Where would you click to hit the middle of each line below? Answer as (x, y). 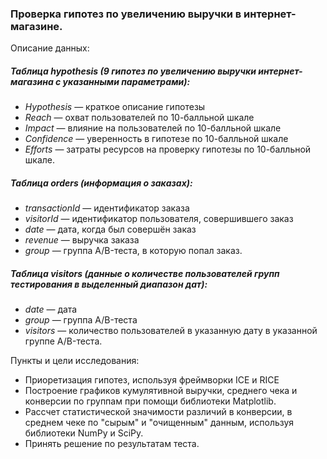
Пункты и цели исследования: (75, 361)
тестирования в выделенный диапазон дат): (109, 284)
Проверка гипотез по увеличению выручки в (126, 14)
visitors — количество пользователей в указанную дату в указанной (171, 331)
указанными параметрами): (126, 81)
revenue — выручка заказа (82, 240)
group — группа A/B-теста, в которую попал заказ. (133, 251)
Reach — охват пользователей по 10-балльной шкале (139, 118)
